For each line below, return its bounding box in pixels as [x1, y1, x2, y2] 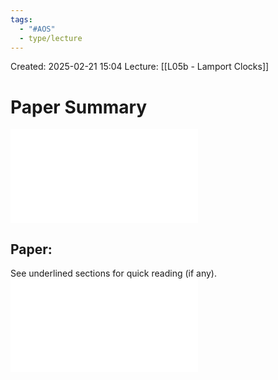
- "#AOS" [19, 24, 56, 34]
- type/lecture [19, 33, 83, 43]
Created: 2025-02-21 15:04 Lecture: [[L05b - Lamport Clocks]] [10, 61, 270, 73]
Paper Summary [10, 96, 148, 118]
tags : [10, 14, 33, 25]
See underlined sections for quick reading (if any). [10, 267, 217, 280]
